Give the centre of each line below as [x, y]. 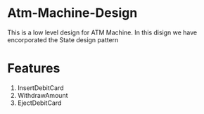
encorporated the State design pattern [63, 39]
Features [34, 69]
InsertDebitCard [40, 88]
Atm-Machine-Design [72, 13]
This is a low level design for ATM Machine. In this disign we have [102, 32]
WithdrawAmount [43, 95]
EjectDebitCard [39, 103]
